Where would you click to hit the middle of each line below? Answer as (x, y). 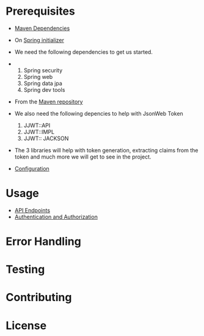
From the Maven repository (49, 102)
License (26, 325)
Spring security (43, 70)
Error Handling (44, 241)
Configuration (32, 168)
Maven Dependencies (42, 28)
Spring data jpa (43, 83)
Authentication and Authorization (56, 217)
